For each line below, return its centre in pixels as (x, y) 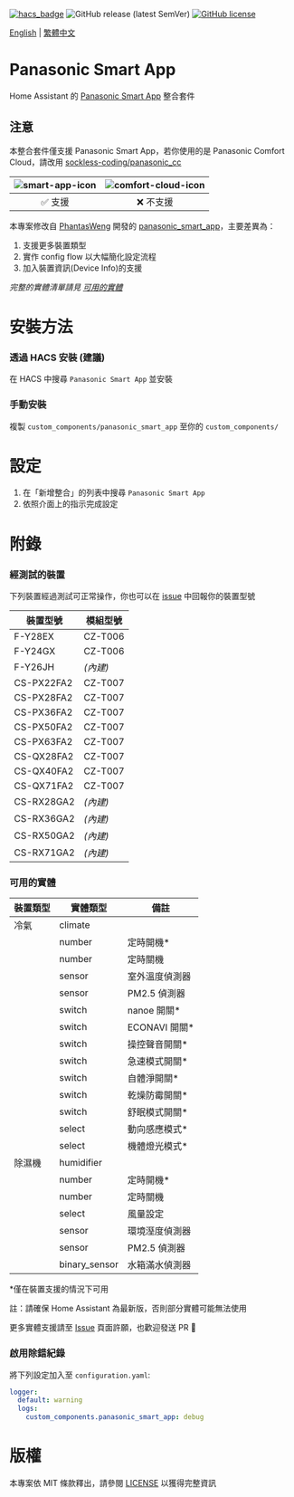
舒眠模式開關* (157, 1112)
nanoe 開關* (154, 1011)
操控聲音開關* (157, 1044)
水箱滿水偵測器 (159, 1265)
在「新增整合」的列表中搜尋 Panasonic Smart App (114, 492)
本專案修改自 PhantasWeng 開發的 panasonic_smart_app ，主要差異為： (142, 225)
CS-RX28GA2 (44, 801)
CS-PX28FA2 (43, 697)
